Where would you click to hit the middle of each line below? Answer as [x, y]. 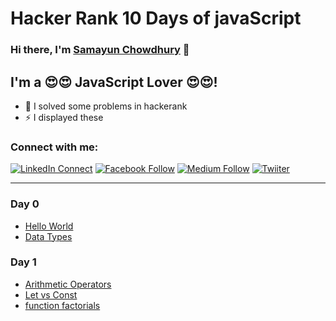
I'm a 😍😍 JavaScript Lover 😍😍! [114, 82]
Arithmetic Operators [68, 284]
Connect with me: [54, 147]
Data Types [48, 236]
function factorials [62, 305]
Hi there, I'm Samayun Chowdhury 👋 [100, 50]
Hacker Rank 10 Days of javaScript [156, 18]
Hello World [49, 226]
